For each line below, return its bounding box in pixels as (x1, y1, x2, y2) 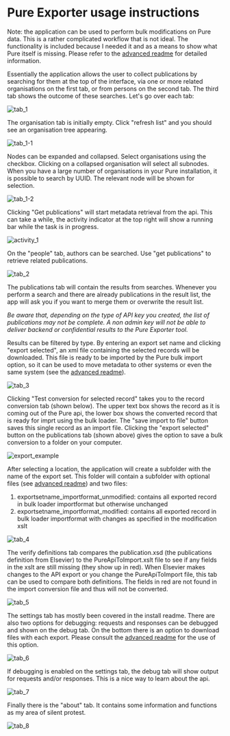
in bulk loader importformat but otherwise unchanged (16, 499, 168, 508)
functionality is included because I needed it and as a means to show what (7, 42, 218, 50)
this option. (7, 640, 39, 649)
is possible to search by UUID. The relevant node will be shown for (7, 174, 195, 182)
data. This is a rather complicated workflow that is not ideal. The (7, 34, 188, 43)
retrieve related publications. (7, 256, 88, 265)
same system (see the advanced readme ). (7, 368, 127, 376)
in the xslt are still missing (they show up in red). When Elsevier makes (7, 562, 205, 571)
